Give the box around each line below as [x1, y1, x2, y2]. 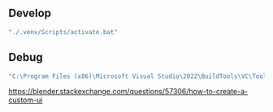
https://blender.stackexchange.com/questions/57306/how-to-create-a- [8, 87, 249, 97]
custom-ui [8, 95, 43, 105]
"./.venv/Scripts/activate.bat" [8, 28, 118, 36]
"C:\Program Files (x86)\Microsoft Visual [8, 72, 154, 80]
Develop [8, 6, 51, 20]
